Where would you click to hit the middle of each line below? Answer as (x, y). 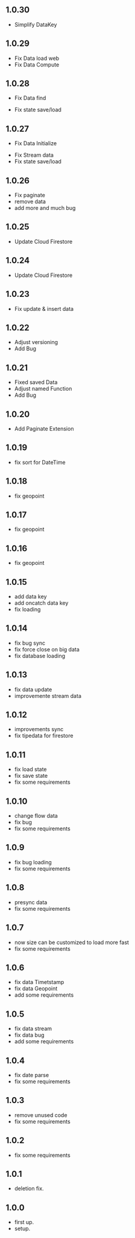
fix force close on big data (47, 649)
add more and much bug (45, 208)
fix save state (31, 776)
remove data (30, 201)
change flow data (36, 816)
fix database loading (40, 656)
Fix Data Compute (37, 64)
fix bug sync (30, 643)
